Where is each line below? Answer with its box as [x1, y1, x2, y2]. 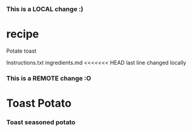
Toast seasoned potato [6, 117, 76, 126]
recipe [6, 27, 39, 41]
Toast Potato [6, 96, 71, 110]
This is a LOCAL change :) [6, 5, 84, 13]
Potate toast [6, 47, 37, 54]
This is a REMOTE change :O [6, 74, 91, 82]
